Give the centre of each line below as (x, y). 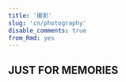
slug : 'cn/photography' (48, 23)
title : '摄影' (31, 16)
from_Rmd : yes (32, 38)
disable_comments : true (48, 30)
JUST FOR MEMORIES (63, 70)
